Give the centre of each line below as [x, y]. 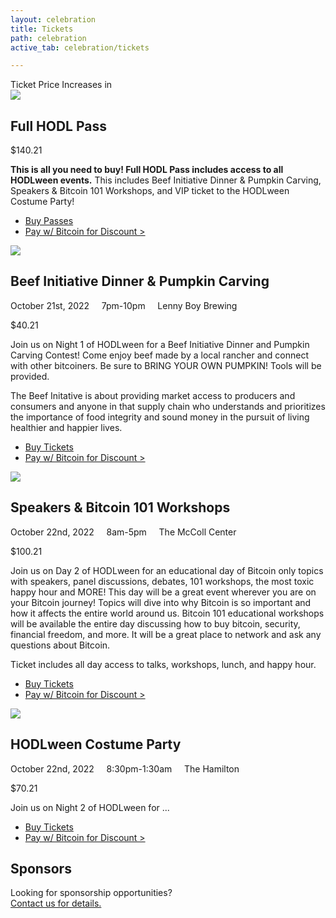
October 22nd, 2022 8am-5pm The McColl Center [123, 532]
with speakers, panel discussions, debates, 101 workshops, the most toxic [162, 581]
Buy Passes [49, 221]
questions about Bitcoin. [60, 645]
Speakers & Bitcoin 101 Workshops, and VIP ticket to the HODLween [150, 191]
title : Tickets [42, 29]
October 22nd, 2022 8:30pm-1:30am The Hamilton [125, 768]
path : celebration [48, 38]
